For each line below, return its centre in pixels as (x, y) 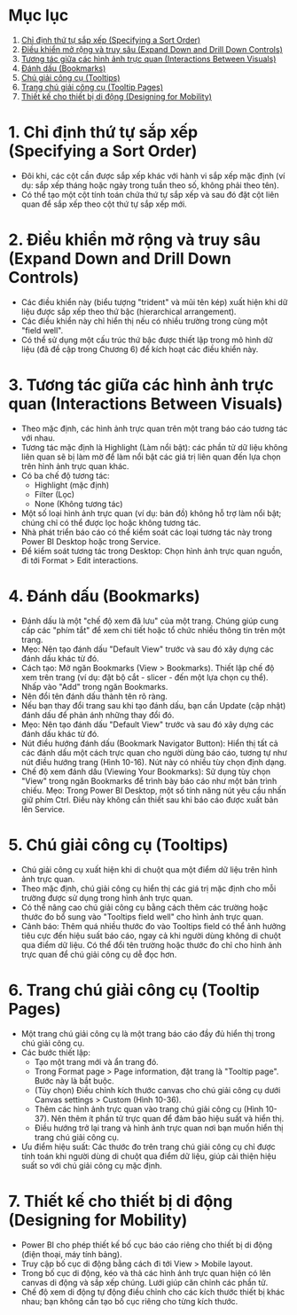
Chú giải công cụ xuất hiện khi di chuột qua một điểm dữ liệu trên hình (149, 869)
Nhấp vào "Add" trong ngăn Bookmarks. (94, 686)
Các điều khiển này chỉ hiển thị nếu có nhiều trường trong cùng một (144, 321)
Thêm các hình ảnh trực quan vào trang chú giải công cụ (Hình (149, 1108)
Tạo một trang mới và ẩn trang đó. (96, 1061)
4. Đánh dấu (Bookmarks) (104, 596)
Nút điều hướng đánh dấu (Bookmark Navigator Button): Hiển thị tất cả (149, 743)
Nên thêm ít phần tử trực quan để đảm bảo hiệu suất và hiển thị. (168, 1118)
